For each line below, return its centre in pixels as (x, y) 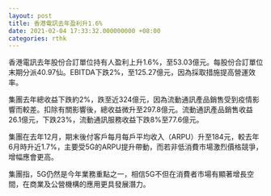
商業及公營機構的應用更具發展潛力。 (90, 184)
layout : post (30, 16)
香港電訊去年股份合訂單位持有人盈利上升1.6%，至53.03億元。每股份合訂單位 (136, 62)
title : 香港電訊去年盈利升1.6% (55, 23)
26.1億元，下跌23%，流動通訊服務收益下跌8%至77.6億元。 (106, 120)
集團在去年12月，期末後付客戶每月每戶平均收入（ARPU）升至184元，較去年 (134, 137)
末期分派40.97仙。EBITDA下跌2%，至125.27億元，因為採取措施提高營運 (129, 73)
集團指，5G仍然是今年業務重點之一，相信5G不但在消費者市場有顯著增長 (128, 174)
